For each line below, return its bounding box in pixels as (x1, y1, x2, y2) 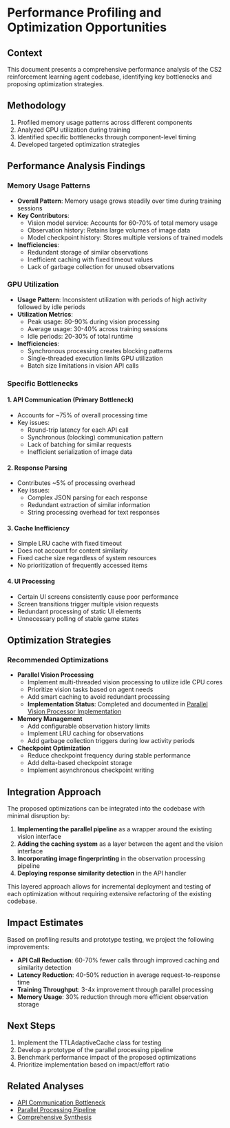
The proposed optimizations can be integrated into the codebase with (7, 804, 205, 813)
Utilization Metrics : (17, 310, 74, 318)
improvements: (7, 942, 50, 951)
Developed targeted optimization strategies (17, 140, 140, 148)
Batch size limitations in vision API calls (27, 361, 139, 370)
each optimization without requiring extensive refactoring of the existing (7, 890, 212, 898)
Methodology (7, 100, 67, 112)
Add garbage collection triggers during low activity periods (27, 737, 195, 745)
